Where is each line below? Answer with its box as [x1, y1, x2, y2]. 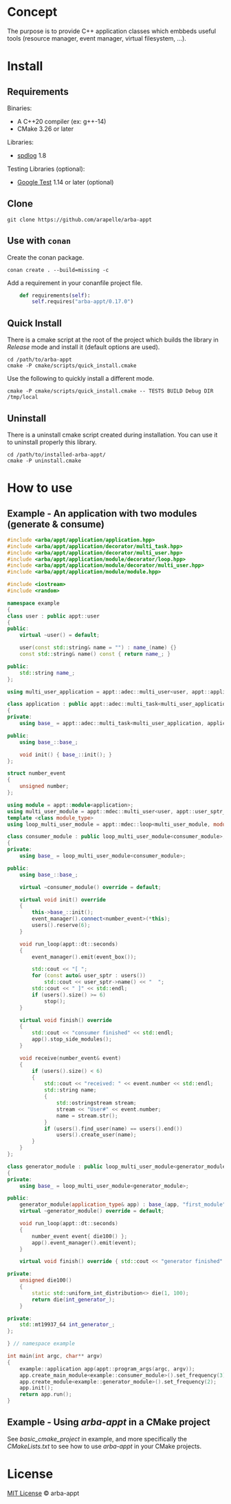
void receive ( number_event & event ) [19, 1054, 122, 1061]
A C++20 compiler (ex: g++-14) [16, 117, 107, 125]
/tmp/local [7, 394, 38, 401]
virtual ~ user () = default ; [19, 631, 100, 639]
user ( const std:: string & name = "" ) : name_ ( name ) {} [19, 645, 177, 651]
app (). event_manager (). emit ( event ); [32, 1239, 137, 1246]
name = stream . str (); [56, 1112, 118, 1119]
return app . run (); [19, 1391, 72, 1398]
